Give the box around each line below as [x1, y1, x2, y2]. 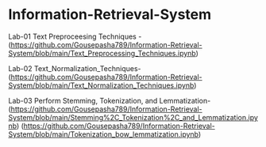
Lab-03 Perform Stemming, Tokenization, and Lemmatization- [8, 96, 211, 105]
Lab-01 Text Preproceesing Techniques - [8, 32, 142, 41]
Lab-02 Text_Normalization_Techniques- [8, 63, 141, 73]
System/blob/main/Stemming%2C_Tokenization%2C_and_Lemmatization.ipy [8, 112, 258, 122]
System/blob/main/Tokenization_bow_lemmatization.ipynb [8, 129, 199, 139]
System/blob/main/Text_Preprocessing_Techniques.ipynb [8, 48, 196, 58]
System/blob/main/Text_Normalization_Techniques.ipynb [8, 81, 195, 90]
